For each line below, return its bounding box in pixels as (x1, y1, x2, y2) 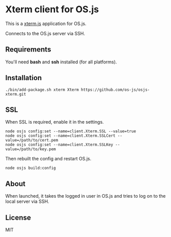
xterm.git (5, 91, 27, 97)
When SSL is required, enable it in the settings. (5, 119, 104, 125)
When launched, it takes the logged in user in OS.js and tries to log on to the (5, 193, 166, 199)
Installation (5, 74, 42, 82)
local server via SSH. (5, 198, 50, 205)
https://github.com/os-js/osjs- (81, 87, 150, 92)
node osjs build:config (5, 165, 56, 171)
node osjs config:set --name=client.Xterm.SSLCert (5, 133, 116, 138)
